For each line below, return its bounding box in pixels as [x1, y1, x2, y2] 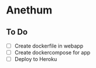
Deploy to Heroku [14, 56, 57, 63]
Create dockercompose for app [14, 49, 91, 56]
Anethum [6, 4, 53, 17]
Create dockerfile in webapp [14, 42, 84, 49]
